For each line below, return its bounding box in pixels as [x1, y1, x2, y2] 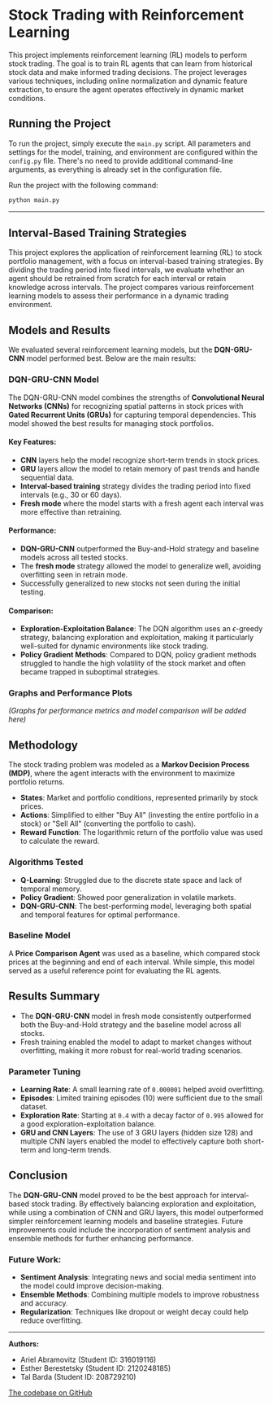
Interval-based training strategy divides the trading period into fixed [19, 481, 251, 490]
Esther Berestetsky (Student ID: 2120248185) [19, 1363, 171, 1373]
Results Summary [8, 990, 101, 1003]
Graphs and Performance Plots [8, 687, 132, 699]
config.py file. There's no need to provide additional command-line [8, 156, 234, 165]
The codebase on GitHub [8, 1388, 93, 1398]
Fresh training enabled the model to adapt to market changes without [19, 1037, 252, 1047]
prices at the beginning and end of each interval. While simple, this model [8, 957, 255, 967]
